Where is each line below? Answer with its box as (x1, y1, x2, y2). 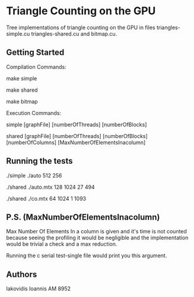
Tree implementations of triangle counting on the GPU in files (6, 24, 155, 31)
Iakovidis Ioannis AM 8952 (6, 285, 71, 292)
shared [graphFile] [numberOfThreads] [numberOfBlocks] (6, 132, 148, 139)
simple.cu (6, 30, 30, 37)
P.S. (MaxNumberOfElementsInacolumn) (6, 212, 160, 222)
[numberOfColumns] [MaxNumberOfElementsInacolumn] (6, 139, 146, 146)
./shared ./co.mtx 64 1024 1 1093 (6, 195, 87, 202)
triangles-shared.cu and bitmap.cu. (31, 30, 117, 37)
